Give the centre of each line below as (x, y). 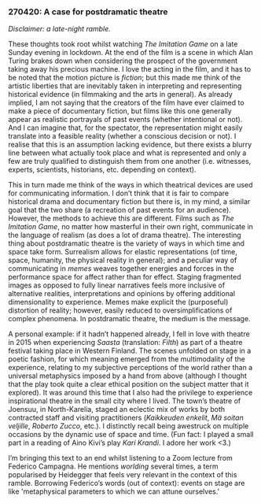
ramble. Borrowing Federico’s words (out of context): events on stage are (127, 484)
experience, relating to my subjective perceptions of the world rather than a (130, 368)
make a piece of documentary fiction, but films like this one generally (120, 111)
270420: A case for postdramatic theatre (88, 12)
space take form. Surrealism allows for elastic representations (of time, (123, 252)
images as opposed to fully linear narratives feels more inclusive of (117, 285)
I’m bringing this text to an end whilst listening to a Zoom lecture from (121, 458)
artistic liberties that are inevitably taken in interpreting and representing (125, 86)
